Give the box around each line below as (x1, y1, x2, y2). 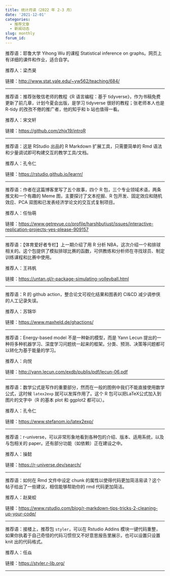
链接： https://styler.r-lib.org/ (5, 560, 65, 566)
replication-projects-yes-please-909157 (5, 226, 89, 232)
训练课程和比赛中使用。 (5, 254, 54, 260)
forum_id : (5, 36, 26, 41)
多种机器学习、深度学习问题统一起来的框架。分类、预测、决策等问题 (14, 341, 156, 347)
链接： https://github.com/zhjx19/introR (5, 128, 86, 134)
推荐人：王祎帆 (5, 265, 36, 271)
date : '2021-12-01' (5, 12, 47, 17)
